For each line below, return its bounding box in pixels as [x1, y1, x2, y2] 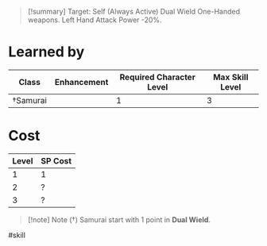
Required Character [119, 71, 196, 83]
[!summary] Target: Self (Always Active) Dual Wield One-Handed [27, 7, 241, 16]
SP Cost [41, 155, 72, 166]
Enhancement [54, 76, 109, 87]
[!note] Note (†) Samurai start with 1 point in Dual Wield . [27, 214, 211, 225]
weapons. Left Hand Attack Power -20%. [27, 15, 162, 25]
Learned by [8, 43, 85, 61]
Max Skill [213, 71, 249, 83]
